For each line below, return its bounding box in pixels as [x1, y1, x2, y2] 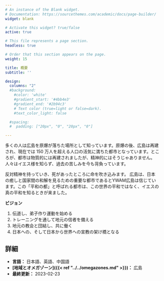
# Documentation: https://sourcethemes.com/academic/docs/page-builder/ [5, 12, 157, 17]
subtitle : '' [5, 70, 32, 75]
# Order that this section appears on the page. [5, 52, 106, 57]
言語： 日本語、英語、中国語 [12, 258, 70, 264]
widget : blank [5, 16, 34, 21]
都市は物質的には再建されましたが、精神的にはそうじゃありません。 [18, 155, 155, 161]
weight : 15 [5, 56, 27, 61]
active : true [5, 30, 32, 35]
